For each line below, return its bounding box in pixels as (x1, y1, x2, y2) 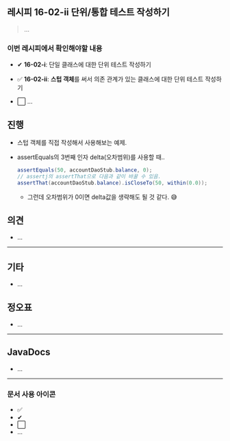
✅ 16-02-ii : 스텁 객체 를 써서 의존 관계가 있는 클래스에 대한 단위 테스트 (16, 75, 204, 84)
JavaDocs (7, 346, 51, 358)
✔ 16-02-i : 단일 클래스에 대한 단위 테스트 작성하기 (16, 60, 152, 69)
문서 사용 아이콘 (7, 390, 56, 399)
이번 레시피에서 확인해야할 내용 (7, 43, 103, 53)
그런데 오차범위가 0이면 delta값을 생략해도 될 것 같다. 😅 (27, 193, 177, 201)
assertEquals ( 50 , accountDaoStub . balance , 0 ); (16, 167, 153, 174)
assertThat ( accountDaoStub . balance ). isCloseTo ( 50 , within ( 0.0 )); (16, 179, 207, 187)
